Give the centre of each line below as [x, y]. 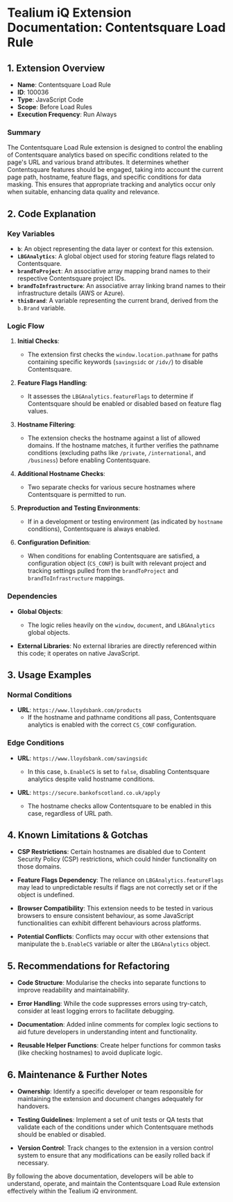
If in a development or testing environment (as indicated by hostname [125, 522]
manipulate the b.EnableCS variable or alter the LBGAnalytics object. [113, 944]
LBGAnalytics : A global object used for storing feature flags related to [116, 256]
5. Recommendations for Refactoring [88, 966]
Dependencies [32, 596]
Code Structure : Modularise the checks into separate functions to [112, 983]
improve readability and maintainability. [73, 990]
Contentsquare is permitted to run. [77, 495]
